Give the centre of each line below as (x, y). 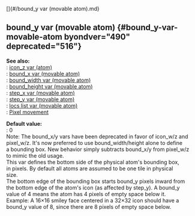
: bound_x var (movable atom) (43, 73)
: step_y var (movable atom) (40, 99)
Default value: (24, 123)
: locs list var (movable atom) (42, 105)
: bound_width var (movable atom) (49, 80)
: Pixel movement (28, 112)
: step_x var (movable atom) (40, 93)
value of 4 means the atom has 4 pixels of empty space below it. (86, 194)
